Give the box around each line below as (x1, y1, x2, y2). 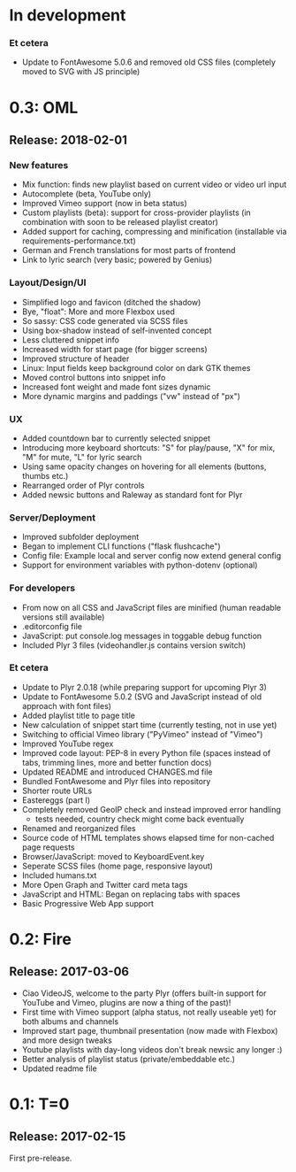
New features (9, 158, 69, 171)
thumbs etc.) (21, 470, 69, 481)
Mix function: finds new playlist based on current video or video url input (21, 179, 287, 190)
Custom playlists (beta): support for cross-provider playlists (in (21, 207, 252, 218)
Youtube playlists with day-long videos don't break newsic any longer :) (21, 1044, 283, 1054)
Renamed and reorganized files (21, 822, 136, 833)
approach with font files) (21, 700, 112, 711)
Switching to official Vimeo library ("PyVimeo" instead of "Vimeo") (21, 729, 263, 739)
